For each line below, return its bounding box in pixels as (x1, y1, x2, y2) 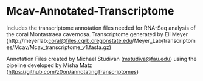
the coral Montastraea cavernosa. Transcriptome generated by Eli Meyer (6, 30, 188, 37)
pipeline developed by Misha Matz (6, 62, 92, 69)
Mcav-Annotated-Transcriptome (6, 4, 174, 18)
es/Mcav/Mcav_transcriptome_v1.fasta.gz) (6, 44, 111, 51)
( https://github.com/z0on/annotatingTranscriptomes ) (6, 68, 139, 75)
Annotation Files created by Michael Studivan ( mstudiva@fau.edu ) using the (6, 55, 197, 62)
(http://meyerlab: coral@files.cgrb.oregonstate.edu (6, 37, 132, 44)
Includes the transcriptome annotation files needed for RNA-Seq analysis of (6, 24, 196, 31)
